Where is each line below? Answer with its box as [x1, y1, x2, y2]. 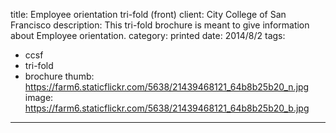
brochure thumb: [24, 70, 95, 82]
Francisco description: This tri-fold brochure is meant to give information [10, 19, 310, 31]
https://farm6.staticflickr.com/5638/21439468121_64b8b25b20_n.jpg [24, 81, 310, 93]
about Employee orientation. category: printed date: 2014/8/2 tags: [10, 30, 286, 41]
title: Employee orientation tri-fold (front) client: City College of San [10, 9, 287, 20]
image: [24, 92, 54, 103]
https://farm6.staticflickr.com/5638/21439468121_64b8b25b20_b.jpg [24, 102, 310, 114]
